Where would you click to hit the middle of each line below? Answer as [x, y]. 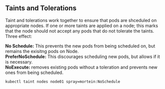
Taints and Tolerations [41, 8]
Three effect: [19, 36]
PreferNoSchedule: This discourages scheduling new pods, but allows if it [82, 56]
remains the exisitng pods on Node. [42, 51]
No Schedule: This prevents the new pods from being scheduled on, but [80, 46]
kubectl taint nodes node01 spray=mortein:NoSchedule [63, 81]
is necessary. [19, 61]
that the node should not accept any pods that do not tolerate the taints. [80, 31]
